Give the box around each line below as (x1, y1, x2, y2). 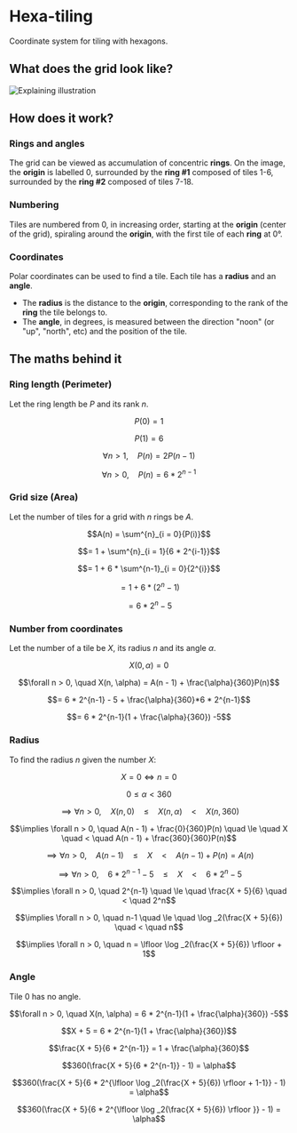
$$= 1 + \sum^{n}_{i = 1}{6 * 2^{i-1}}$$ (77, 545, 221, 557)
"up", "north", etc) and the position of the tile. (21, 326, 188, 337)
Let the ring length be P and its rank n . (9, 398, 149, 409)
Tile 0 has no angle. (9, 991, 82, 1001)
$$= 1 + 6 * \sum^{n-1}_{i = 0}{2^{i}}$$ (77, 563, 221, 574)
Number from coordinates (9, 623, 123, 635)
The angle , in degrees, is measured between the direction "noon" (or (21, 317, 275, 327)
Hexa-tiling (9, 6, 93, 27)
